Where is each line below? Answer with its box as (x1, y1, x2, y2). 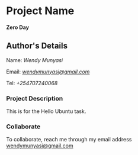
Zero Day (6, 24, 30, 31)
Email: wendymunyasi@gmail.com (6, 68, 90, 75)
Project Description (6, 94, 63, 102)
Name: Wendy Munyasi (6, 56, 63, 63)
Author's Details (6, 41, 68, 51)
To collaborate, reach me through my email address (6, 136, 132, 143)
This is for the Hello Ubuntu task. (6, 108, 86, 115)
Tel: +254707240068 (6, 79, 58, 86)
